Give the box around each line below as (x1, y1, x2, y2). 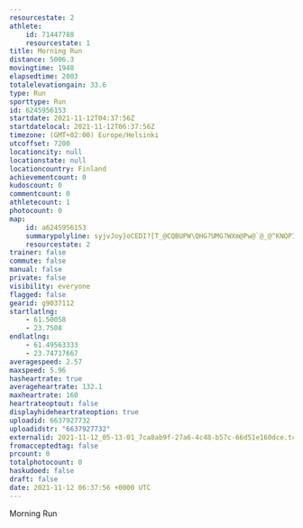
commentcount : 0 (9, 190, 70, 199)
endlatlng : (9, 332, 50, 341)
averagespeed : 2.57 (9, 357, 83, 366)
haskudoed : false (9, 467, 75, 476)
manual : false (9, 265, 63, 274)
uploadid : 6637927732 (9, 416, 91, 425)
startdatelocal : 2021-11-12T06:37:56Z (9, 123, 155, 132)
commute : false (9, 256, 67, 266)
